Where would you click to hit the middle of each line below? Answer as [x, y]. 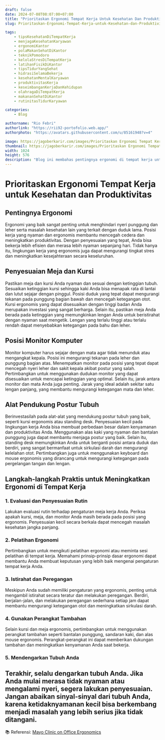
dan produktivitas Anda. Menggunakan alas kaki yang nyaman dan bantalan [82, 432]
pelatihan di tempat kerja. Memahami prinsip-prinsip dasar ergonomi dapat [81, 556]
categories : [17, 110]
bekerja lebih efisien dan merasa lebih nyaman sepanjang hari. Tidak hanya [81, 245]
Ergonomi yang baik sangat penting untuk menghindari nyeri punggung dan [82, 224]
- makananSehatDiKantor [38, 97]
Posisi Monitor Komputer [44, 341]
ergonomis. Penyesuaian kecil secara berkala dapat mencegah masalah [78, 522]
